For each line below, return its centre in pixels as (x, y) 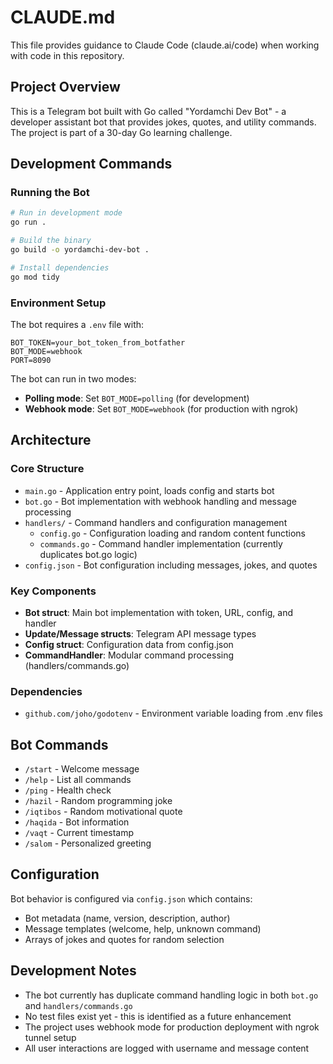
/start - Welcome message (82, 769)
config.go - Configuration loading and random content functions (172, 533)
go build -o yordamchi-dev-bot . (80, 250)
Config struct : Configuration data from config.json (129, 644)
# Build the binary (51, 241)
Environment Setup (58, 303)
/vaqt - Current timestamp (79, 833)
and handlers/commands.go (78, 1005)
